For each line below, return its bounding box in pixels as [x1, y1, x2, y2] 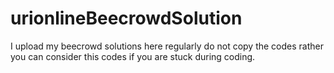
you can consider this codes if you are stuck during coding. [10, 50, 256, 62]
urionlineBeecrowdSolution [10, 7, 243, 30]
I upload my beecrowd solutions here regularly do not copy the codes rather [10, 40, 324, 52]
